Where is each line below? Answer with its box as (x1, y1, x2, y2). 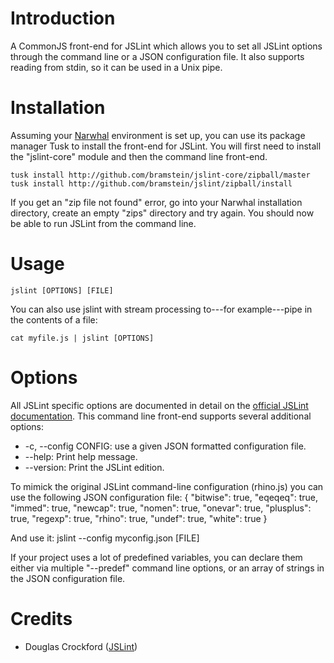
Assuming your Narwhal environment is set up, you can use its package (10, 129, 306, 141)
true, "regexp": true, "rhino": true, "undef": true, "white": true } (10, 512, 268, 524)
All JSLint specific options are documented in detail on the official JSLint (10, 399, 309, 411)
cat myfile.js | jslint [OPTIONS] (10, 333, 155, 343)
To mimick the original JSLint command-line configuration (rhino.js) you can (10, 480, 324, 492)
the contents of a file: (10, 313, 98, 326)
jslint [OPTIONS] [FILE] (10, 285, 114, 296)
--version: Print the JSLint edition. (24, 461, 165, 473)
